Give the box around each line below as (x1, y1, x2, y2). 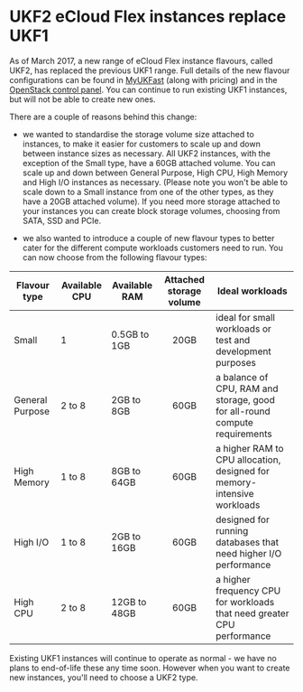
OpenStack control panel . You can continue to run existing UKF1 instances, (9, 84, 288, 95)
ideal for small (216, 311, 275, 323)
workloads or (216, 323, 272, 335)
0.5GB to (111, 328, 150, 341)
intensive (216, 487, 254, 500)
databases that (216, 536, 280, 548)
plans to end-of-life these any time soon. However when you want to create (9, 662, 290, 673)
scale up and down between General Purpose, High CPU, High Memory (22, 167, 289, 178)
